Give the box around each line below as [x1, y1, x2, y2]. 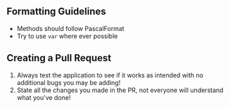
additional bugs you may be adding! [16, 78, 121, 86]
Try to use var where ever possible [16, 32, 118, 40]
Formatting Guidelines [6, 6, 106, 18]
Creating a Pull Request [6, 52, 112, 64]
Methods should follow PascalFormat [16, 24, 124, 32]
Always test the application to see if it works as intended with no [16, 70, 204, 79]
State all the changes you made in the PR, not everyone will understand [16, 86, 224, 94]
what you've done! [16, 93, 71, 101]
